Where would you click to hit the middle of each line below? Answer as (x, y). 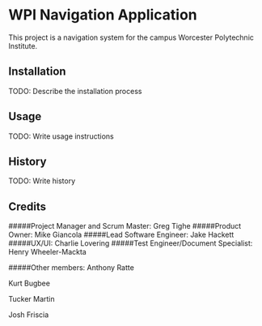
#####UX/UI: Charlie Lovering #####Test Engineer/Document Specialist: (131, 243)
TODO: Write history (42, 181)
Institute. (23, 45)
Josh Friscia (29, 315)
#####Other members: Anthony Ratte (72, 268)
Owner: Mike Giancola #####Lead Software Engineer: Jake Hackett (121, 235)
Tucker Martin (32, 299)
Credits (27, 206)
